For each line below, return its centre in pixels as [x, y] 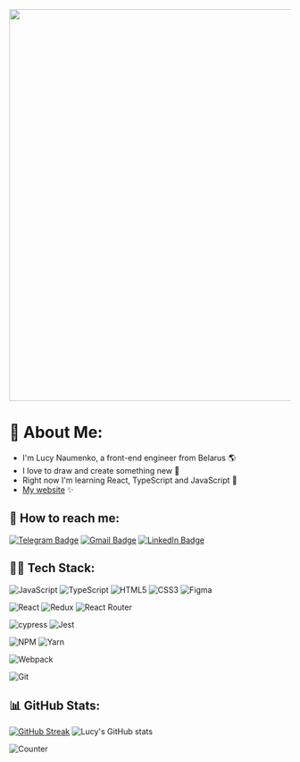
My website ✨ [48, 489]
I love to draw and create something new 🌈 [101, 470]
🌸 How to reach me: [65, 518]
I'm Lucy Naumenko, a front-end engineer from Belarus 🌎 [129, 458]
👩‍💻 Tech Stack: [52, 568]
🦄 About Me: [56, 432]
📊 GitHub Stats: [55, 705]
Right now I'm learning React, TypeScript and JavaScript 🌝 [130, 480]
